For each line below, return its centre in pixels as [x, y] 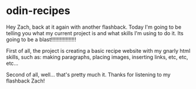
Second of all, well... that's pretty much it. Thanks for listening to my [88, 74]
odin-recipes [38, 11]
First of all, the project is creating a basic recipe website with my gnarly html [98, 50]
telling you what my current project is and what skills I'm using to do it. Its [95, 33]
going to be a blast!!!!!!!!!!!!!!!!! [41, 39]
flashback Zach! [26, 81]
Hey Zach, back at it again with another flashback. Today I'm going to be [94, 27]
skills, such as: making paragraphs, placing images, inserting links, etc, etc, [97, 57]
